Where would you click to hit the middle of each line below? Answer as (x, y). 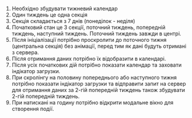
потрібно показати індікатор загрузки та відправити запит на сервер (99, 84)
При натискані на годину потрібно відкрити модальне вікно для (92, 102)
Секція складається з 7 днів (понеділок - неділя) (73, 21)
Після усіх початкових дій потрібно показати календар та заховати (97, 65)
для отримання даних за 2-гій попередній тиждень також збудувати (98, 90)
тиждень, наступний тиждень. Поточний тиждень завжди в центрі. (97, 34)
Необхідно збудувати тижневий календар (65, 9)
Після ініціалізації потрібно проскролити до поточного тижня (89, 40)
